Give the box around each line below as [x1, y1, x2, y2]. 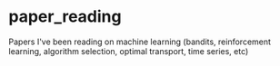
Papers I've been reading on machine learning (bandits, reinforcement [8, 36, 272, 47]
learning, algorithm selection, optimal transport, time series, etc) [8, 45, 249, 56]
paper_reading [8, 6, 122, 27]
